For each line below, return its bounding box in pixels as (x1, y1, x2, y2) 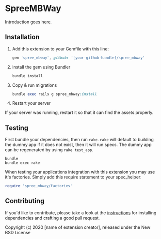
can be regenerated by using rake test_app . (5, 147, 94, 153)
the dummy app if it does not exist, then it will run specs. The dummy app (5, 142, 152, 148)
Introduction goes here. (5, 19, 52, 25)
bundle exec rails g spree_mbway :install (12, 92, 97, 96)
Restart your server (12, 100, 51, 106)
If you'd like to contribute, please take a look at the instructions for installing (5, 209, 157, 216)
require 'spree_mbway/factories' (5, 184, 73, 189)
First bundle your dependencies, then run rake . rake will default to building (5, 137, 154, 143)
